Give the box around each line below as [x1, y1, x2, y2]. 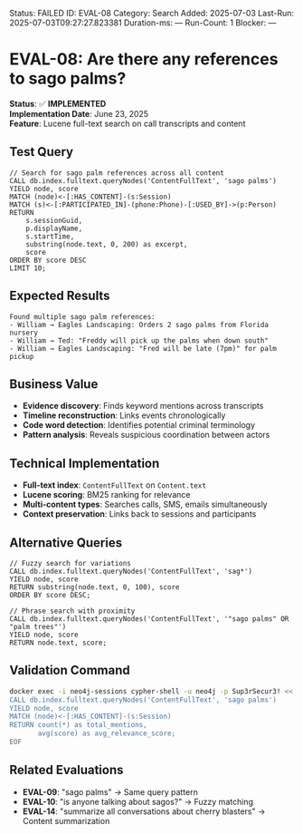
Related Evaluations [9, 762, 124, 778]
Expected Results [9, 288, 110, 304]
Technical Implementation [9, 455, 160, 470]
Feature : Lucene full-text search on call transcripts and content [9, 118, 246, 129]
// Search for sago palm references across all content [9, 168, 224, 178]
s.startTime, [25, 231, 75, 241]
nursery [9, 328, 39, 337]
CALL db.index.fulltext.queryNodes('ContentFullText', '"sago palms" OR [9, 615, 289, 624]
